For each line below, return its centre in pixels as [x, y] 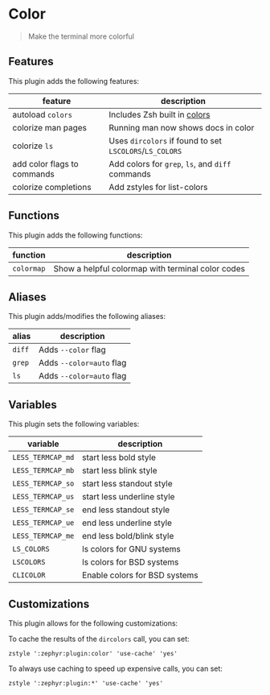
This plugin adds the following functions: [76, 235]
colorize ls [33, 146]
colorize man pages [49, 127]
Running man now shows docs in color [182, 127]
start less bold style [119, 457]
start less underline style [128, 497]
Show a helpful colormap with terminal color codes [149, 268]
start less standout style [127, 484]
